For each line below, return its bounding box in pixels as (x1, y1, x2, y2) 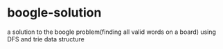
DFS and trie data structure (7, 35, 84, 43)
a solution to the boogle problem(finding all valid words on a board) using (7, 28, 217, 36)
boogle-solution (7, 5, 102, 21)
